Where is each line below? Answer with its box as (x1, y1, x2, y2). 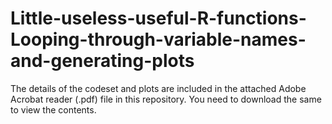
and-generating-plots (10, 50, 195, 72)
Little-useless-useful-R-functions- (10, 7, 307, 30)
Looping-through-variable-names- (10, 28, 307, 51)
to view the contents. (10, 103, 97, 116)
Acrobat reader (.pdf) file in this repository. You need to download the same (10, 93, 322, 105)
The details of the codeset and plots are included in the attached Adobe (10, 82, 307, 94)
